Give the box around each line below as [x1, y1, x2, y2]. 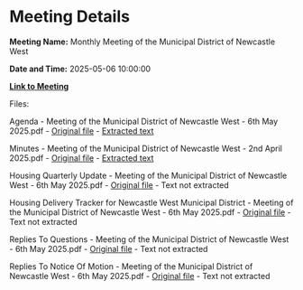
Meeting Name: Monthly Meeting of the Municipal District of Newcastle [9, 36, 276, 47]
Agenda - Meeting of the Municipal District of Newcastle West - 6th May [9, 116, 279, 126]
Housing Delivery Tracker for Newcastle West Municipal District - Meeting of [9, 197, 294, 208]
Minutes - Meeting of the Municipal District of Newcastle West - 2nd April [9, 143, 282, 154]
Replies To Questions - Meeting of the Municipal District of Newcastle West [9, 233, 289, 245]
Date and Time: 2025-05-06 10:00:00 [9, 63, 151, 74]
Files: [9, 98, 30, 109]
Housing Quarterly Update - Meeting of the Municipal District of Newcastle [9, 170, 288, 181]
